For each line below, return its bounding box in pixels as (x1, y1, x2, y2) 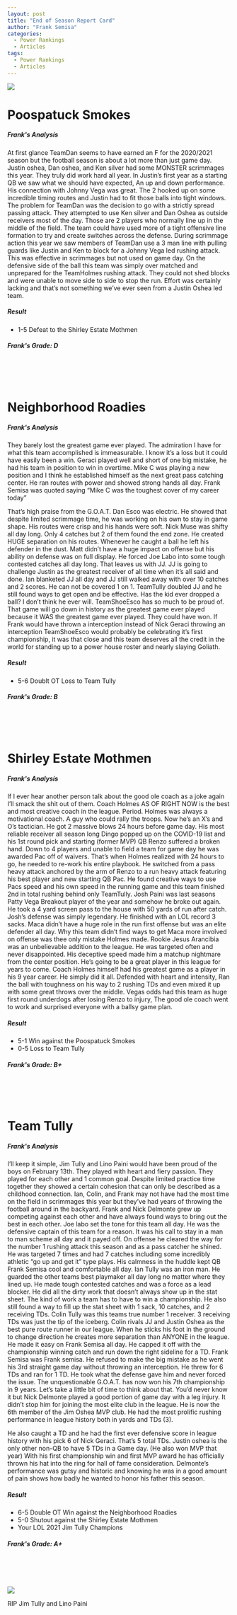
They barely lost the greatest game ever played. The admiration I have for (7, 440, 221, 449)
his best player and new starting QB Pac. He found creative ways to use (7, 875, 216, 883)
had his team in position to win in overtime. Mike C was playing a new (7, 463, 210, 471)
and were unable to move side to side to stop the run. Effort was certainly (7, 276, 221, 285)
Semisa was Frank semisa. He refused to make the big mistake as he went (7, 1355, 224, 1364)
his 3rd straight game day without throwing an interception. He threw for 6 (7, 1363, 224, 1372)
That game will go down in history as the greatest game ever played (7, 604, 205, 613)
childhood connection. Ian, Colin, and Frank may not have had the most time (7, 1190, 230, 1198)
